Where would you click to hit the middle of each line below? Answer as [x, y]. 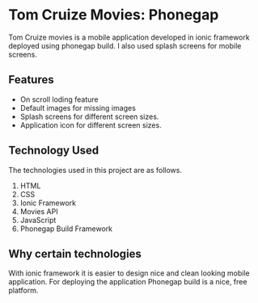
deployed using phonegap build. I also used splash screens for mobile [125, 45]
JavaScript [38, 220]
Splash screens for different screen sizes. [89, 116]
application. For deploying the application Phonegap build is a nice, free [128, 282]
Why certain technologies [75, 253]
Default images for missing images [78, 107]
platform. [23, 290]
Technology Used [54, 151]
